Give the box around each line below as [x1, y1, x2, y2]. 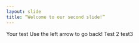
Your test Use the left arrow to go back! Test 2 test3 [6, 30, 134, 37]
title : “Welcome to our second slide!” [6, 14, 106, 20]
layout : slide [6, 8, 42, 15]
